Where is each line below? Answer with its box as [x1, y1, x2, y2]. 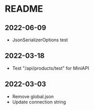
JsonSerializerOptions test [12, 37, 68, 43]
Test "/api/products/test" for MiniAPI [12, 65, 89, 71]
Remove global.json [12, 93, 54, 99]
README [5, 3, 43, 15]
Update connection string [12, 99, 66, 105]
